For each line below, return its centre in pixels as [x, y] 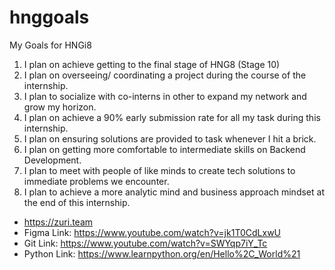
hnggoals [49, 17]
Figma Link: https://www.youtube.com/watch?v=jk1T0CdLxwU [152, 232]
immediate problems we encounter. [96, 181]
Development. [52, 160]
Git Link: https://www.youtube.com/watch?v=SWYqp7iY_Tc [145, 243]
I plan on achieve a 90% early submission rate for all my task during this [172, 117]
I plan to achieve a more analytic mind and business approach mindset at [174, 192]
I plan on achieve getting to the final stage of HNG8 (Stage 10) [152, 64]
